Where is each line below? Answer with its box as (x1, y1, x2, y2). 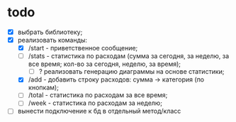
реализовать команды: (17, 36, 87, 44)
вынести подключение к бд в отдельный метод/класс (17, 107, 181, 116)
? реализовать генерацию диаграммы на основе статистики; (38, 67, 225, 76)
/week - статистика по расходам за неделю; (28, 99, 163, 107)
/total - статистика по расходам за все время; (28, 91, 168, 99)
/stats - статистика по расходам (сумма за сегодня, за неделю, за (28, 52, 230, 60)
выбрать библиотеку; (17, 28, 83, 36)
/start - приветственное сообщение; (28, 44, 138, 52)
